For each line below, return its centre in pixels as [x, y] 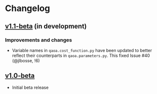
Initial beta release [30, 87]
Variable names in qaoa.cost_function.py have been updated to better [82, 50]
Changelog [28, 8]
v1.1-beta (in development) [46, 26]
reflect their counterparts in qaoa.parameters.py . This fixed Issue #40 [81, 55]
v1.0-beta [20, 76]
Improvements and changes [39, 40]
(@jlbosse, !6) [26, 60]
